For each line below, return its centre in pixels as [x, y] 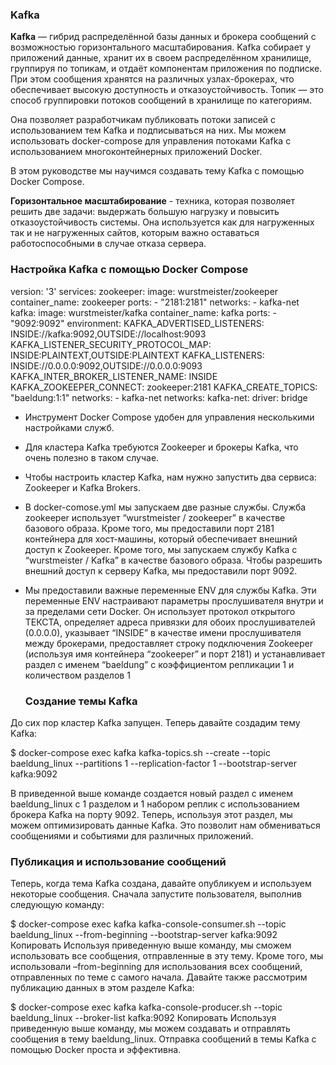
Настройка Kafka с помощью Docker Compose [129, 270]
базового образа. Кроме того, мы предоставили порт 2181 [149, 528]
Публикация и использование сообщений [118, 861]
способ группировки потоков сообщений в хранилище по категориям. [161, 100]
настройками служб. [69, 427]
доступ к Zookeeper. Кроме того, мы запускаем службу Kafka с [161, 549]
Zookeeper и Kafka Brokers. [82, 487]
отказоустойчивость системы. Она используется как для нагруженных [162, 222]
